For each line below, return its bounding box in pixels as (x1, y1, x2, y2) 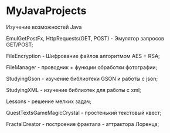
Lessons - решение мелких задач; (6, 98, 92, 105)
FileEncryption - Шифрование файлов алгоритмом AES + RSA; (6, 52, 160, 59)
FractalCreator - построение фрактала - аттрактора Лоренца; (6, 120, 159, 127)
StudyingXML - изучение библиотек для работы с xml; (6, 86, 142, 93)
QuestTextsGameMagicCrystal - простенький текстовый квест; (6, 109, 162, 116)
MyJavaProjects (6, 4, 87, 18)
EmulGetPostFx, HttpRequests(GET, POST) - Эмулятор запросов (6, 35, 165, 42)
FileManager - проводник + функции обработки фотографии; (6, 63, 157, 71)
